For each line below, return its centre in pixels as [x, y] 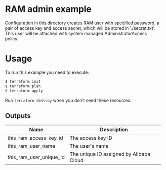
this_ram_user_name [32, 146]
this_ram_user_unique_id [36, 157]
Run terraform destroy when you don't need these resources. [68, 100]
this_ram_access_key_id [35, 138]
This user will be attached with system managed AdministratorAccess [76, 33]
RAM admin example [48, 9]
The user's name [89, 146]
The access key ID [91, 138]
